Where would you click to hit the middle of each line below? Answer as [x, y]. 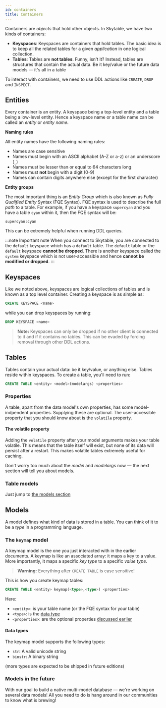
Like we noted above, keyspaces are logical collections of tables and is [78, 289]
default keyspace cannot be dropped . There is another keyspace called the [83, 251]
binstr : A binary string [35, 656]
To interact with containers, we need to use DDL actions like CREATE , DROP [79, 79]
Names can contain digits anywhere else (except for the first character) [85, 178]
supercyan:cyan [21, 222]
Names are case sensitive [39, 151]
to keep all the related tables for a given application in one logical [79, 49]
